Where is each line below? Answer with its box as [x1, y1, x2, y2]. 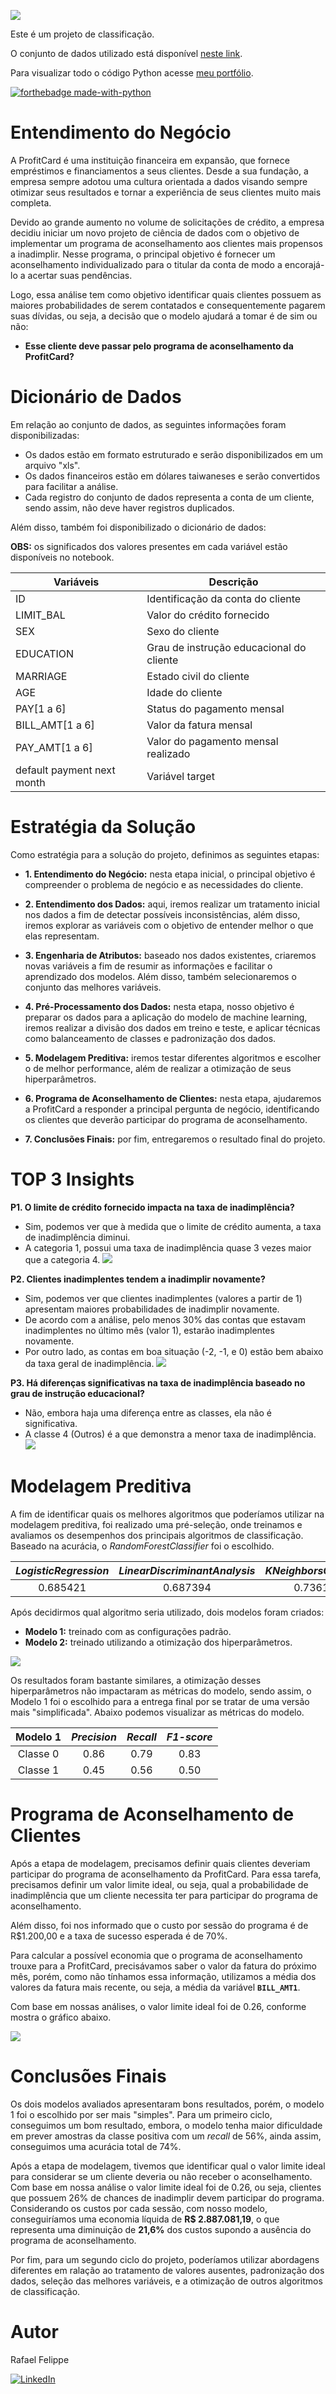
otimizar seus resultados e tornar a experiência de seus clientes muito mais [10, 186, 322, 198]
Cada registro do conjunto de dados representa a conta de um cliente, [24, 491, 315, 503]
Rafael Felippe [10, 2353, 70, 2365]
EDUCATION [15, 646, 75, 660]
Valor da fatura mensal [146, 718, 253, 732]
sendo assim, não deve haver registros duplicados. [24, 501, 235, 514]
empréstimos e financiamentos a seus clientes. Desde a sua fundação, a [10, 165, 309, 177]
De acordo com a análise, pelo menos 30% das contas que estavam [24, 1313, 306, 1325]
